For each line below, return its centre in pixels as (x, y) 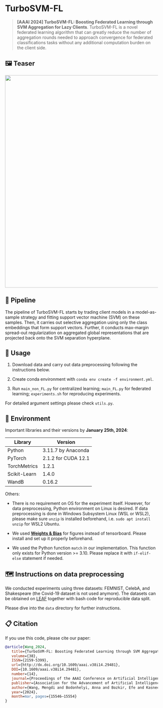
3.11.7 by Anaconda (66, 451)
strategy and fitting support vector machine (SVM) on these (80, 317)
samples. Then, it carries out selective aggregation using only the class (76, 322)
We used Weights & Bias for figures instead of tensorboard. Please (79, 533)
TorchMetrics (23, 466)
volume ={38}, (24, 656)
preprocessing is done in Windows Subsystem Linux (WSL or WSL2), (81, 514)
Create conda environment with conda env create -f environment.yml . (83, 379)
